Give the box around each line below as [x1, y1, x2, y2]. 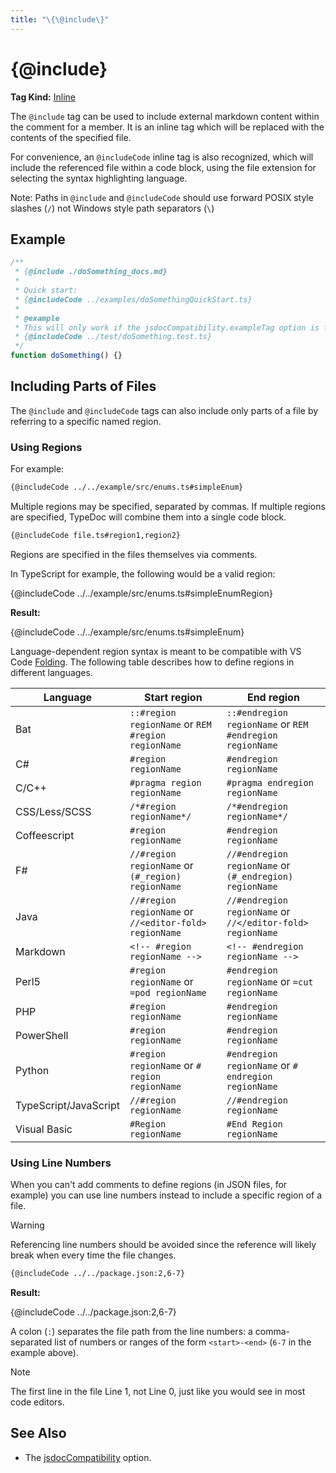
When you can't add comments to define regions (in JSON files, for [10, 1179, 288, 1191]
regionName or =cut [226, 974, 314, 988]
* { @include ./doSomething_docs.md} [14, 267, 168, 277]
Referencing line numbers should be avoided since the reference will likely [10, 1239, 317, 1251]
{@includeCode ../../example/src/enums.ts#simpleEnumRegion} [10, 587, 273, 599]
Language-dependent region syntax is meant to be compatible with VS [10, 645, 302, 657]
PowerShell [15, 1028, 69, 1042]
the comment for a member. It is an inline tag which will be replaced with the [10, 121, 325, 133]
